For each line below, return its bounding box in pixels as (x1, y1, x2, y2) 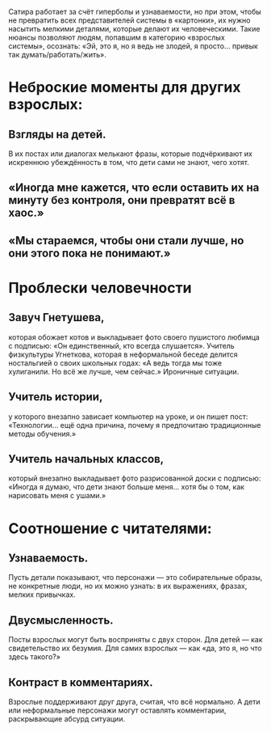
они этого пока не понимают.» (8, 246, 171, 260)
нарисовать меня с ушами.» (8, 491, 106, 501)
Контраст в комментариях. (8, 675, 153, 689)
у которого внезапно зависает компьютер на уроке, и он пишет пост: (8, 412, 248, 421)
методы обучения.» (8, 429, 77, 438)
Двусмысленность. (8, 613, 115, 627)
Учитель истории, (8, 390, 103, 404)
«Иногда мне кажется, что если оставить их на (8, 181, 260, 195)
